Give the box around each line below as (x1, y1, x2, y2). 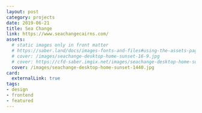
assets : (6, 36, 26, 42)
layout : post (6, 8, 39, 15)
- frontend (6, 92, 34, 98)
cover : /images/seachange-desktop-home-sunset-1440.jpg (11, 64, 155, 71)
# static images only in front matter (11, 42, 109, 48)
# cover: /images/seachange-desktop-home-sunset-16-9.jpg (11, 53, 161, 59)
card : (6, 70, 20, 76)
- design (6, 87, 28, 93)
